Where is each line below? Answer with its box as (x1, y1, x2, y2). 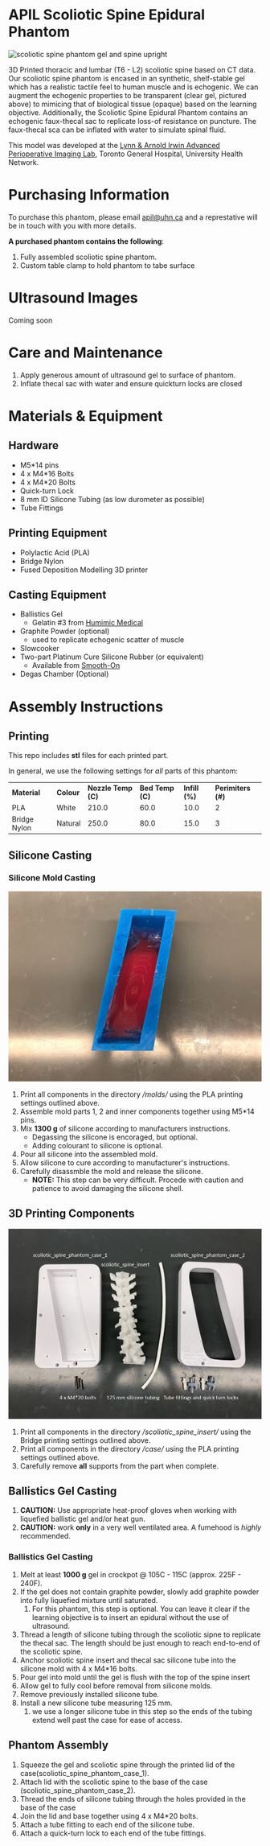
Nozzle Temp (87, 783, 133, 793)
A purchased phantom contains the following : (8, 236, 165, 246)
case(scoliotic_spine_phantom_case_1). (19, 1768, 150, 1778)
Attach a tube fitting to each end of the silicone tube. (19, 1819, 195, 1829)
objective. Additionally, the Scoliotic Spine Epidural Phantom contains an (8, 107, 248, 117)
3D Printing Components (8, 1207, 135, 1221)
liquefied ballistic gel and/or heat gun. (19, 1514, 146, 1524)
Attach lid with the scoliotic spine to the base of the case (19, 1777, 208, 1786)
